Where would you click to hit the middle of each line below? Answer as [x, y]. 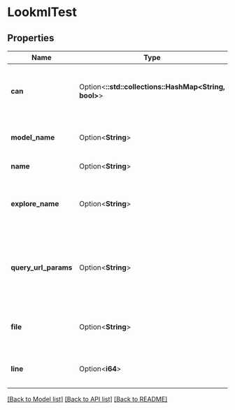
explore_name [35, 204]
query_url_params [42, 268]
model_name [33, 137]
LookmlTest [42, 12]
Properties [31, 38]
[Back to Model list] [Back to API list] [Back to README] [87, 399]
